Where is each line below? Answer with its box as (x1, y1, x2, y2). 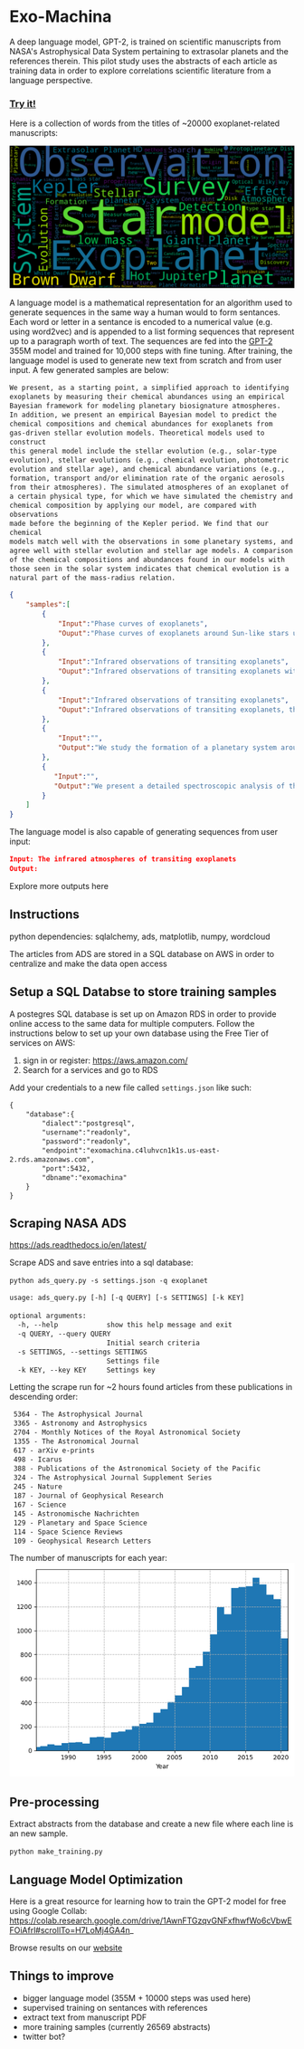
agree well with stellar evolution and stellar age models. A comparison (9, 546, 294, 556)
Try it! (9, 97, 36, 110)
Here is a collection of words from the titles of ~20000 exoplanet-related (9, 118, 280, 129)
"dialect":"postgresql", (42, 1118, 136, 1128)
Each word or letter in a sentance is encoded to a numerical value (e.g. (9, 317, 273, 328)
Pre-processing (9, 1795, 100, 1810)
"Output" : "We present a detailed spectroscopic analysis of (53, 781, 285, 790)
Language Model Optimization (9, 1872, 184, 1887)
